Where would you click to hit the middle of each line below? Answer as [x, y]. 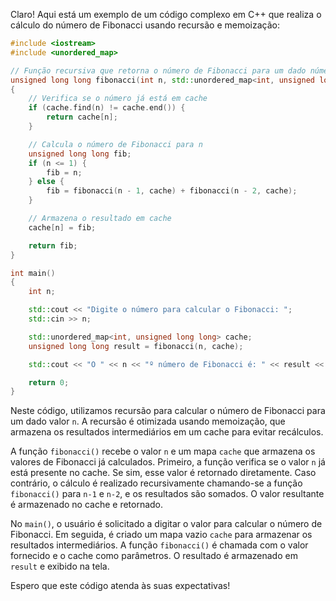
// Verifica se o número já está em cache [118, 99]
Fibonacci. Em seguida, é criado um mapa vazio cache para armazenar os [161, 535]
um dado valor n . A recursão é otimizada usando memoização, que [148, 421]
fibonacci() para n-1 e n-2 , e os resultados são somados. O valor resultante [167, 494]
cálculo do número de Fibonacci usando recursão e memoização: [145, 25]
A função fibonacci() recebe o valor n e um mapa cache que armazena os [163, 451]
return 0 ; [49, 382]
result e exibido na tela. [60, 566]
